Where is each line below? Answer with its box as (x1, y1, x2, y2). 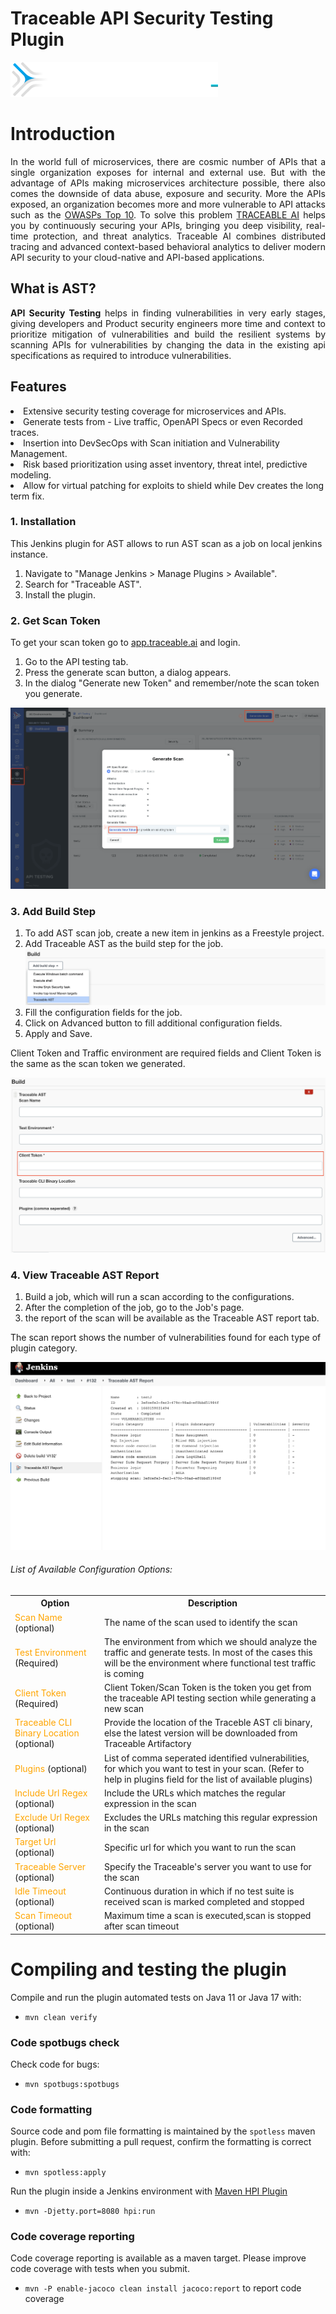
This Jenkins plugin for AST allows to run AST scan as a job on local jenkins (10, 537, 323, 549)
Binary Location (14, 1727, 80, 1739)
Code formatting (10, 2102, 93, 2116)
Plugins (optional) (14, 1762, 88, 1774)
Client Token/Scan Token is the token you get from (103, 1682, 312, 1694)
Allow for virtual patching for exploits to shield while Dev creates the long (23, 479, 325, 491)
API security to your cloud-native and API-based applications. (10, 251, 265, 263)
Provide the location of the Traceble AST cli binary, (103, 1717, 313, 1729)
